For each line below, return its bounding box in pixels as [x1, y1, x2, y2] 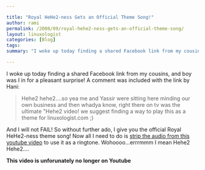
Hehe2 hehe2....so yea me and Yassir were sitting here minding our [21, 95, 190, 102]
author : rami [6, 19, 40, 26]
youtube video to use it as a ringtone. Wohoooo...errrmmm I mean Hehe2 [6, 138, 190, 146]
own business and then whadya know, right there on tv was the [21, 101, 181, 108]
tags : [6, 42, 20, 49]
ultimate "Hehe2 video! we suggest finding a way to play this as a [21, 107, 186, 115]
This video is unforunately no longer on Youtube [6, 157, 131, 164]
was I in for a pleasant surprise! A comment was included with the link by [6, 76, 190, 84]
